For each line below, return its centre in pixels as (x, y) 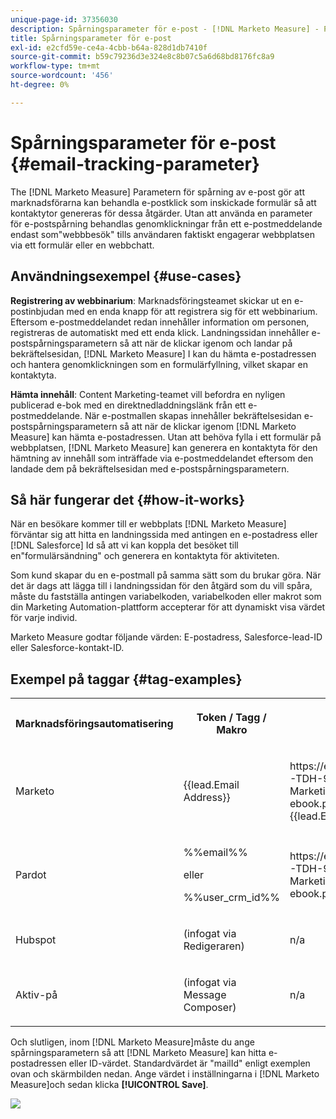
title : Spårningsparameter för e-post (91, 38)
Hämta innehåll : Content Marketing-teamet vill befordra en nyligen (148, 394)
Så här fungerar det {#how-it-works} (128, 499)
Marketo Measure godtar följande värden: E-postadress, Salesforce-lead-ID (166, 637)
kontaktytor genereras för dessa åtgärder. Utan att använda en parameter (161, 213)
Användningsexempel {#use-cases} (126, 276)
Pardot (31, 875)
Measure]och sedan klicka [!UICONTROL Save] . (109, 1085)
